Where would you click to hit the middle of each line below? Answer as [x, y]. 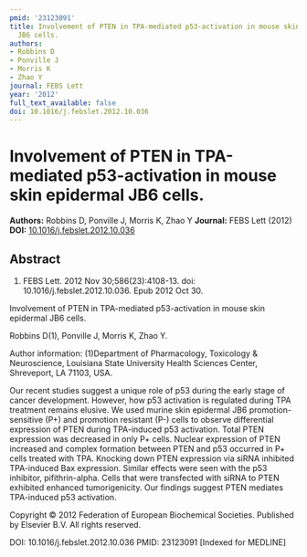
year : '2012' [34, 94]
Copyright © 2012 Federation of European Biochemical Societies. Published [152, 515]
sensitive [26, 420]
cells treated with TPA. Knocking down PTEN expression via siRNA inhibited [152, 458]
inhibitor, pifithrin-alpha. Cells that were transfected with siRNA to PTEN [145, 478]
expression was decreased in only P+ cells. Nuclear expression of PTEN [145, 439]
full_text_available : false [63, 103]
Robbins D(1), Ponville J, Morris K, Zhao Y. [89, 336]
